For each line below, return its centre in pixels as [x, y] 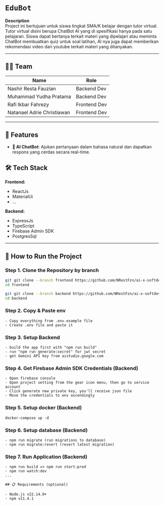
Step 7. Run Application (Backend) [46, 457]
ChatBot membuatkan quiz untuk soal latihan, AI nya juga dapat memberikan [82, 41]
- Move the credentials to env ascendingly [50, 396]
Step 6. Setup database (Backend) [46, 430]
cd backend [16, 298]
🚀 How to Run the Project [43, 256]
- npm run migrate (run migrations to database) [55, 441]
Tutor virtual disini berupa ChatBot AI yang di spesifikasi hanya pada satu [79, 31]
